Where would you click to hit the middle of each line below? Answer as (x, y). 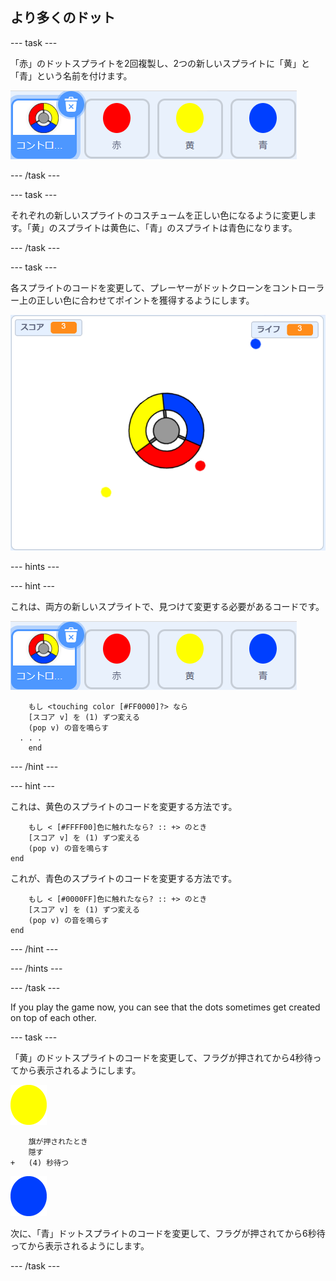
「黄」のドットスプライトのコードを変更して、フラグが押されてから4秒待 (161, 1058)
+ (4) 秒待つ (39, 1163)
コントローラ (298, 287)
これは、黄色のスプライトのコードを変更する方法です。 (124, 807)
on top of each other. (53, 1018)
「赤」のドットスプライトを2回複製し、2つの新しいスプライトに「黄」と (160, 63)
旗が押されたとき (58, 1142)
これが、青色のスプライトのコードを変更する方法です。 (124, 879)
